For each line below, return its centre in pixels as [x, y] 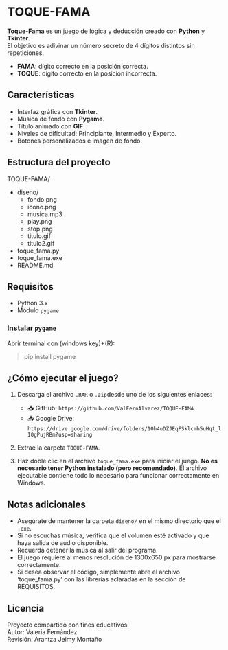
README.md [35, 265]
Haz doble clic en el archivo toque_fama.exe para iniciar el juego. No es [117, 461]
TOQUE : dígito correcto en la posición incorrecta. [87, 73]
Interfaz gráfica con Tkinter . [57, 111]
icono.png [42, 207]
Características [41, 95]
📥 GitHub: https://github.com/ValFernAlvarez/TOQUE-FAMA [111, 408]
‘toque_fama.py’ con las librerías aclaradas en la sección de [101, 579]
